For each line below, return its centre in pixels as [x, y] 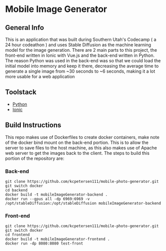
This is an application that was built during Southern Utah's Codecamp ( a [81, 39]
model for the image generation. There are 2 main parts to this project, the [81, 50]
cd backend [16, 190]
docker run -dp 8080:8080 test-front [44, 244]
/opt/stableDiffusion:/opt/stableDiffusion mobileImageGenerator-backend [83, 203]
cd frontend [17, 235]
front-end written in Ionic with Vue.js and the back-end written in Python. [80, 55]
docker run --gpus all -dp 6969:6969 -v [48, 199]
